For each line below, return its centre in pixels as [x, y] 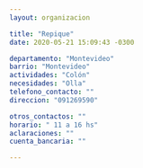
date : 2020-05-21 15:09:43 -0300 [72, 42]
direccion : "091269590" [54, 100]
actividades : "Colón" [50, 75]
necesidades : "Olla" [48, 84]
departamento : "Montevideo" [62, 58]
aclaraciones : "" [42, 133]
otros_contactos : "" [48, 116]
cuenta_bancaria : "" [48, 141]
